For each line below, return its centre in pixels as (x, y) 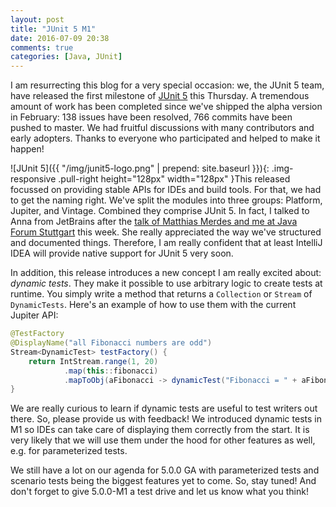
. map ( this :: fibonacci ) (111, 371)
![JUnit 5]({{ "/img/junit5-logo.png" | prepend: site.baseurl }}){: (140, 168)
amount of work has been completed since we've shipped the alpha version (166, 107)
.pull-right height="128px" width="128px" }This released (174, 179)
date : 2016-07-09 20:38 (60, 38)
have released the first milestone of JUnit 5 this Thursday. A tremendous (160, 96)
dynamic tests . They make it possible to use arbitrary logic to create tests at (166, 283)
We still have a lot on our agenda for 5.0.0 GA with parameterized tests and (165, 470)
